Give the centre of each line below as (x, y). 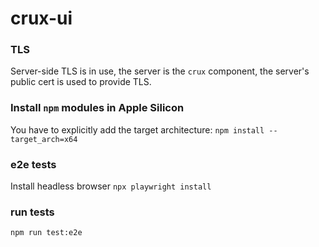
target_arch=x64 (44, 139)
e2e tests (33, 164)
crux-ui (41, 18)
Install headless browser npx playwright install (111, 186)
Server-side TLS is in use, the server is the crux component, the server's (160, 71)
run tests (32, 212)
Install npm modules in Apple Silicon (97, 108)
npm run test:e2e (46, 233)
